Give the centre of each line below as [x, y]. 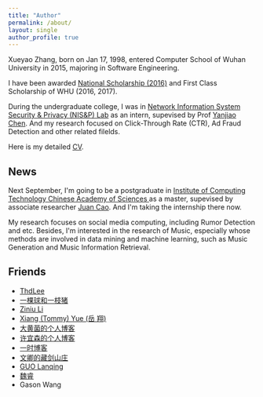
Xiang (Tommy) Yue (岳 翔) [63, 318]
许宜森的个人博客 [47, 337]
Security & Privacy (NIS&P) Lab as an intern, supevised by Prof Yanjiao [122, 115]
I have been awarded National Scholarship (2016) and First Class [113, 83]
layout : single [33, 30]
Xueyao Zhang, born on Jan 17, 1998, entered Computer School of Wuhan [127, 60]
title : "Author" [35, 15]
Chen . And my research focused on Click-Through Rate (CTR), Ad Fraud [125, 123]
